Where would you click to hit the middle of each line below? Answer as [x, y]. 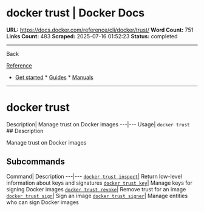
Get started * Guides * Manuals [54, 77]
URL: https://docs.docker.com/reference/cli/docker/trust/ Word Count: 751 [100, 30]
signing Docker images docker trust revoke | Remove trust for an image [96, 189]
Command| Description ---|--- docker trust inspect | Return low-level [94, 176]
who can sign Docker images [42, 202]
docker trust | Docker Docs [76, 13]
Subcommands [36, 162]
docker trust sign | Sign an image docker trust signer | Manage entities [97, 196]
